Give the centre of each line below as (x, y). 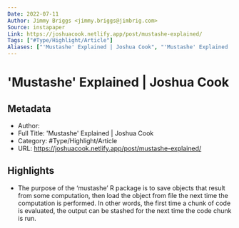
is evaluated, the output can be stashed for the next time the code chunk (124, 210)
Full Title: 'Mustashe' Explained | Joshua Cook (86, 133)
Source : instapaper (36, 27)
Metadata (29, 109)
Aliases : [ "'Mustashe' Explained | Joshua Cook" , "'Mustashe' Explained (118, 47)
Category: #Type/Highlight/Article (67, 141)
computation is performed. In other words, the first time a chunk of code (124, 203)
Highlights (31, 171)
